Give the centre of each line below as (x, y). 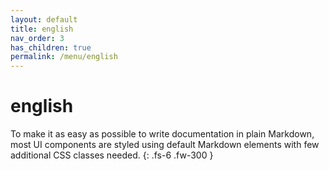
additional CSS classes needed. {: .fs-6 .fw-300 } (112, 155)
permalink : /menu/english (64, 57)
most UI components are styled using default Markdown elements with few (165, 145)
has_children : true (51, 47)
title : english (42, 29)
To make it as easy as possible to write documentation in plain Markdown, (162, 134)
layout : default (44, 19)
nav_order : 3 (37, 38)
